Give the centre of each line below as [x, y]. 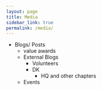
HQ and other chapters [69, 76]
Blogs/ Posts [30, 45]
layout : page [22, 11]
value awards [40, 51]
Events [31, 82]
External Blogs [41, 57]
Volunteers [45, 64]
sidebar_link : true [30, 22]
